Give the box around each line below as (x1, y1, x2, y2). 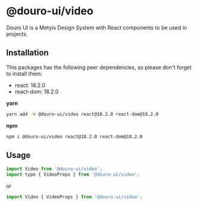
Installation (6, 48, 49, 58)
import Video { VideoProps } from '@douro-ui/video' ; (6, 194, 143, 200)
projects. (6, 30, 28, 37)
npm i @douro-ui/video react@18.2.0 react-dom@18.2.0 (6, 134, 143, 140)
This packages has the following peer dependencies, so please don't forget (6, 63, 192, 71)
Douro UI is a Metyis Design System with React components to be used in (6, 24, 187, 31)
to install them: (6, 70, 43, 77)
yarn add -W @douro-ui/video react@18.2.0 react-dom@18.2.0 (6, 111, 159, 117)
